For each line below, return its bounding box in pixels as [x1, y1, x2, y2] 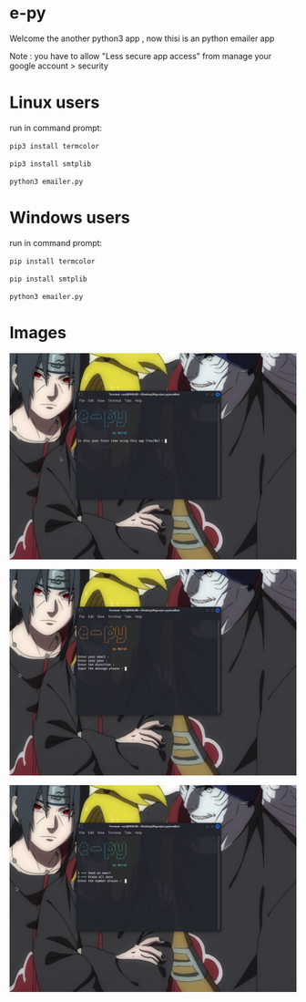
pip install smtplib [9, 274, 88, 284]
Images [9, 323, 66, 343]
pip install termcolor [9, 256, 96, 266]
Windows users [9, 208, 130, 228]
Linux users [9, 92, 100, 113]
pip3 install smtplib [9, 159, 92, 169]
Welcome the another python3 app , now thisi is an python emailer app [9, 33, 275, 44]
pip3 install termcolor [9, 141, 100, 150]
